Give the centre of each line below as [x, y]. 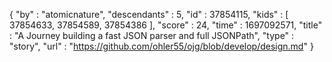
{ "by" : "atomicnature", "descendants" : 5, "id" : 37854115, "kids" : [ [149, 14]
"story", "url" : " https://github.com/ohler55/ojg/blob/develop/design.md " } [161, 46]
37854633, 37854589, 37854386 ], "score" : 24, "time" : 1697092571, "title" [166, 25]
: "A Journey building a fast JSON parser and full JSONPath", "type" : [152, 35]
